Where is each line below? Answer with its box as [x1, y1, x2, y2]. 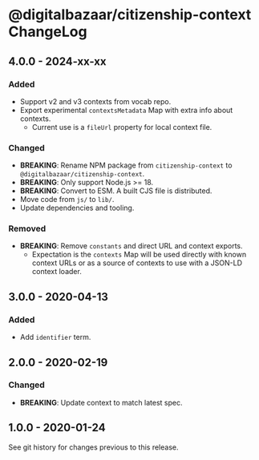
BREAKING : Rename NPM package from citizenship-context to [19, 160, 233, 170]
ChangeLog [8, 22, 87, 41]
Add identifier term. [19, 333, 91, 342]
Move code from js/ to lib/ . [19, 195, 115, 204]
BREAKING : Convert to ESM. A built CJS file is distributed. [19, 186, 212, 196]
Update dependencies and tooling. [19, 203, 135, 213]
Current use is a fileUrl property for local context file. [31, 122, 212, 131]
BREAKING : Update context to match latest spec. [19, 397, 183, 407]
